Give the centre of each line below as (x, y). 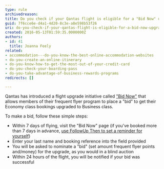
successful (23, 162)
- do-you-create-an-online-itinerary (43, 60)
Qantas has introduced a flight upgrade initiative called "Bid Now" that (76, 96)
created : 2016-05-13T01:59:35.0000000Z (46, 32)
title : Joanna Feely (30, 46)
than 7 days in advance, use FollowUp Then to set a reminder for (77, 131)
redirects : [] (20, 78)
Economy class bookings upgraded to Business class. (59, 106)
